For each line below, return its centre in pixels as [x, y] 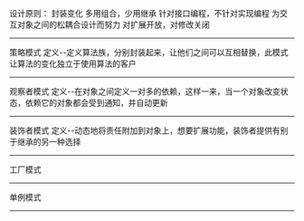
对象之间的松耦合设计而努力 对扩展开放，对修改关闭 [113, 24]
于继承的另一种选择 [45, 142]
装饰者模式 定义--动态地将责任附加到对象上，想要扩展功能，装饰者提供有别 [149, 130]
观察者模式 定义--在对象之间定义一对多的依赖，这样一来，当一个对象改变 [145, 91]
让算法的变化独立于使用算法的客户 [73, 63]
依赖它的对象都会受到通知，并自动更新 [96, 103]
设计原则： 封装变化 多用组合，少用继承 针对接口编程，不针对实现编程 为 [145, 13]
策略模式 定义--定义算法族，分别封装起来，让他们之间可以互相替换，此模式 [149, 52]
